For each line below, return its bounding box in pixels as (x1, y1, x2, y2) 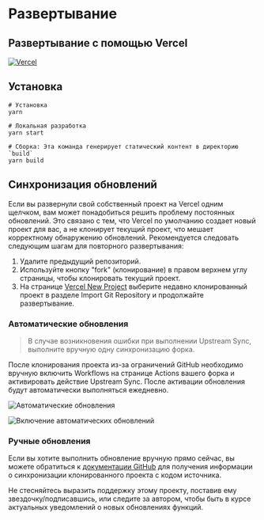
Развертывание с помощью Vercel (8, 36, 188, 50)
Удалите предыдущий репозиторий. (19, 256, 141, 266)
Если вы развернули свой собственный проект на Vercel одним (8, 199, 224, 208)
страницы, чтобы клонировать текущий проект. (19, 273, 181, 283)
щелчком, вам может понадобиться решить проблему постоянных (8, 207, 236, 217)
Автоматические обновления (8, 318, 129, 329)
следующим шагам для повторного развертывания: (8, 241, 184, 250)
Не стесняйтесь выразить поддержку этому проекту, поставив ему (8, 486, 237, 495)
